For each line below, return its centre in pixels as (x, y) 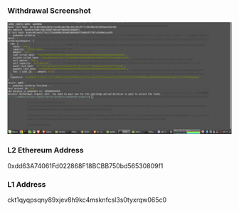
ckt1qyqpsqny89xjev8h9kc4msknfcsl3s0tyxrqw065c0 (87, 200)
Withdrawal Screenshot (49, 11)
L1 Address (27, 184)
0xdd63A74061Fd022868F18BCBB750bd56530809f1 (85, 165)
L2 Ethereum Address (46, 150)
